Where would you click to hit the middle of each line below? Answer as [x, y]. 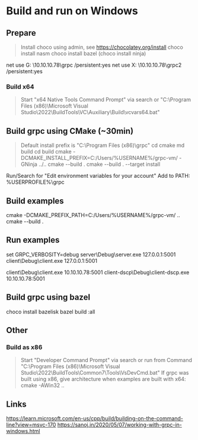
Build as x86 [24, 347]
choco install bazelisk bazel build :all [51, 312]
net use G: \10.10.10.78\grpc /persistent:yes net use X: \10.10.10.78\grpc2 [94, 65]
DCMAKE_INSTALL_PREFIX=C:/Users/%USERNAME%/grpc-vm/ [99, 158]
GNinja [29, 164]
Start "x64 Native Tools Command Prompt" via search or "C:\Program [106, 100]
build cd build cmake [46, 152]
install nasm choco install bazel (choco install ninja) [83, 54]
